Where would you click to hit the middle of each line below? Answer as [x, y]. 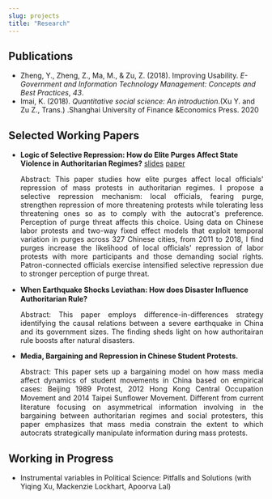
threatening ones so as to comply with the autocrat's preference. [142, 214]
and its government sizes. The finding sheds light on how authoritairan [142, 332]
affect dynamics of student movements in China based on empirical [142, 380]
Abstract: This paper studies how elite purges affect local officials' [142, 180]
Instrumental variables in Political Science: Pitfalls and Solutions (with [136, 477]
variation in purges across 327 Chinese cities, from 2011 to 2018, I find [142, 239]
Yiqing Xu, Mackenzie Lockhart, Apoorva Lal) [96, 486]
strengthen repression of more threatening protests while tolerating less [142, 205]
